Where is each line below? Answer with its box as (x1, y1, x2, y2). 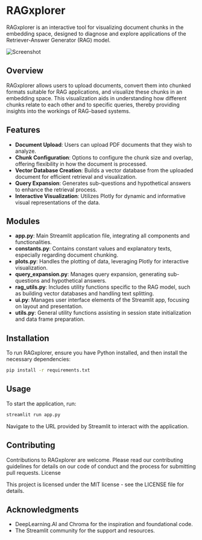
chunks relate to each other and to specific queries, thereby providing (6, 101, 180, 108)
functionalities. (14, 239, 52, 246)
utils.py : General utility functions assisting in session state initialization (14, 309, 192, 317)
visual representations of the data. (14, 199, 101, 206)
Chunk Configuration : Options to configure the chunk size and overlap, (14, 153, 194, 161)
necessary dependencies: (6, 356, 71, 363)
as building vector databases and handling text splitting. (14, 290, 154, 297)
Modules (6, 216, 40, 227)
